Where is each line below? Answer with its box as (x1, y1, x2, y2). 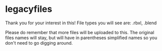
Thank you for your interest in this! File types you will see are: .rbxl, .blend (5, 20, 157, 26)
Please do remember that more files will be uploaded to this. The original (5, 29, 155, 35)
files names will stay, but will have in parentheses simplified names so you (5, 35, 158, 41)
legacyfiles (5, 3, 52, 15)
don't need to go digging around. (5, 40, 73, 46)
